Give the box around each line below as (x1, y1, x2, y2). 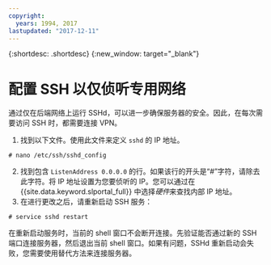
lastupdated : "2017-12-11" (8, 27, 100, 35)
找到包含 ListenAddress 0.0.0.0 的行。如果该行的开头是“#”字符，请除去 (19, 166, 260, 176)
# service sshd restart (8, 213, 89, 221)
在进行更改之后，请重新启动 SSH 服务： (19, 197, 153, 207)
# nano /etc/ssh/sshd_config (8, 151, 107, 160)
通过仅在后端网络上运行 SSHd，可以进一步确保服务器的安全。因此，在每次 (8, 108, 256, 118)
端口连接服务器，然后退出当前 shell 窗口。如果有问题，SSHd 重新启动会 (8, 238, 248, 248)
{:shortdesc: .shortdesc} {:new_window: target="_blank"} (8, 49, 200, 59)
